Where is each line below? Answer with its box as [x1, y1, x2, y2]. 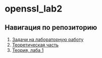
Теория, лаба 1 [12, 47, 44, 53]
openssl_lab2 [5, 3, 63, 15]
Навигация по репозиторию [5, 23, 97, 32]
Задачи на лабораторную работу [12, 36, 84, 42]
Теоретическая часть [12, 42, 59, 48]
